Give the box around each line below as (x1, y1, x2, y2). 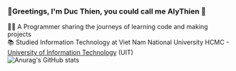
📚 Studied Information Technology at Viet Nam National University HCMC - (7, 38, 230, 47)
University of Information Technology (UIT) (7, 48, 134, 57)
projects (7, 30, 32, 38)
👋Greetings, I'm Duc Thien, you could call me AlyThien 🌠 (7, 6, 207, 16)
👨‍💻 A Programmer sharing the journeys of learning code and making (7, 23, 208, 31)
